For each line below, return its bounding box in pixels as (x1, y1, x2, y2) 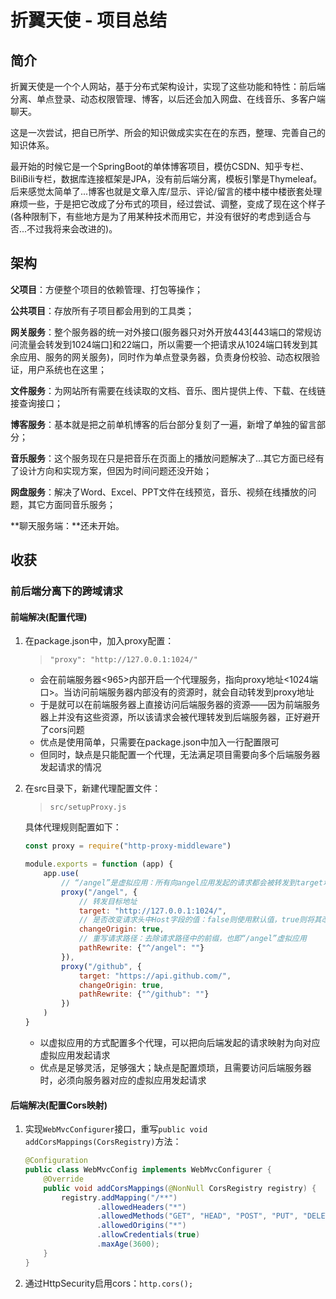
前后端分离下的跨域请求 (10, 584, 123, 598)
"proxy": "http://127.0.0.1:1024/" (49, 655, 198, 665)
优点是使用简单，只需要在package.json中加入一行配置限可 (39, 736, 280, 748)
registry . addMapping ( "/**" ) (61, 1192, 178, 1203)
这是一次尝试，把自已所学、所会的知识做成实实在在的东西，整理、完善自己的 (10, 127, 326, 138)
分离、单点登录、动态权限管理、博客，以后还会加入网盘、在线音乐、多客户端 (10, 93, 326, 105)
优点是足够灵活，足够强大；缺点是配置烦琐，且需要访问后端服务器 (39, 1061, 312, 1073)
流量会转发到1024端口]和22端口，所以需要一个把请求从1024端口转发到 (18, 338, 310, 350)
